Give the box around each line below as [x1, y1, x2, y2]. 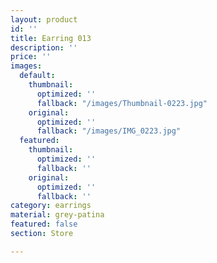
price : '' [10, 52, 52, 62]
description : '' [10, 42, 78, 53]
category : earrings [10, 201, 92, 211]
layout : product [10, 14, 78, 25]
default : [19, 71, 56, 81]
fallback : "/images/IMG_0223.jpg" [36, 126, 182, 136]
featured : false [10, 219, 78, 230]
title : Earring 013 [10, 33, 92, 43]
